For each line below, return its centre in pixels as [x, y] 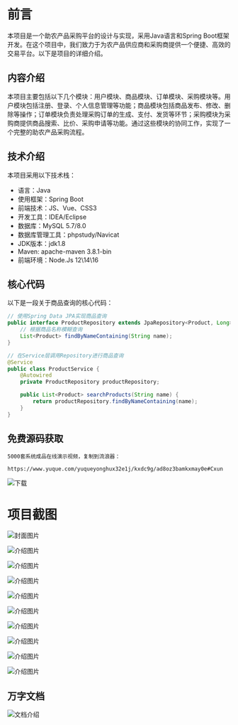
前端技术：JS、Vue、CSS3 [57, 208]
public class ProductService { [53, 369]
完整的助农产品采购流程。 [51, 131]
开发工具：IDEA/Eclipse [52, 217]
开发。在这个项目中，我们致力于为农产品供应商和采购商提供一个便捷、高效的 [119, 44]
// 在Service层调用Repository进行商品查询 [66, 355]
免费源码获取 [35, 439]
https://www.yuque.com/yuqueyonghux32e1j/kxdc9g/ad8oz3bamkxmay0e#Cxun [115, 469]
